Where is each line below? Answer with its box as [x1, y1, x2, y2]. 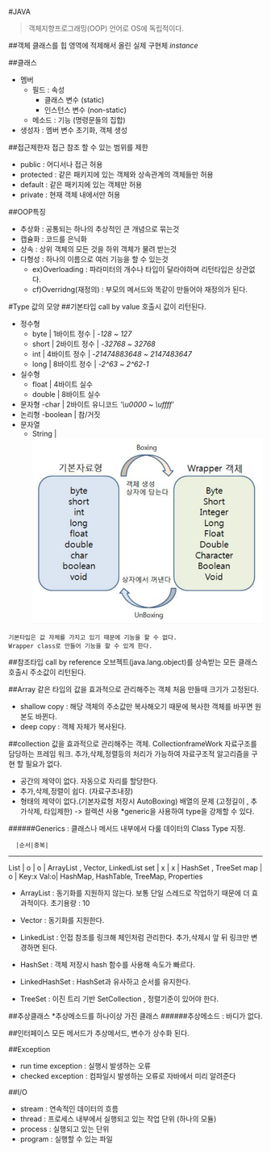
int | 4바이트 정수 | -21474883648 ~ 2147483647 [31, 349, 192, 358]
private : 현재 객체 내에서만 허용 [19, 190, 121, 199]
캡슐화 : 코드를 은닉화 [19, 234, 87, 244]
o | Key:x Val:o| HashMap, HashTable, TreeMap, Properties [8, 871, 203, 881]
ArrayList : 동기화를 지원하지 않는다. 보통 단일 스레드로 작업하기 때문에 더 [19, 887, 250, 898]
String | [31, 429, 57, 438]
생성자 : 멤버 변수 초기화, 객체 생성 [19, 125, 127, 135]
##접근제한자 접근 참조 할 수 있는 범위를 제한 [8, 143, 149, 152]
